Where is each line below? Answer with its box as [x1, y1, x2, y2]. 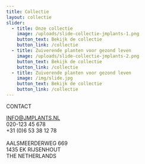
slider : [6, 20, 26, 26]
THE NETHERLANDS [6, 152, 56, 159]
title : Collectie [6, 8, 49, 15]
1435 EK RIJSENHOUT [6, 146, 61, 153]
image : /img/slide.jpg [17, 75, 73, 81]
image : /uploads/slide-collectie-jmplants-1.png [17, 31, 140, 37]
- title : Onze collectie [11, 25, 73, 32]
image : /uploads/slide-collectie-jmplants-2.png [17, 53, 140, 59]
